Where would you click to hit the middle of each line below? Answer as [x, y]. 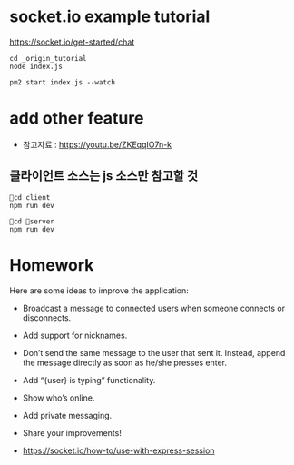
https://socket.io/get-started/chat [72, 42]
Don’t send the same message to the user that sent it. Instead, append [154, 352]
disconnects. [47, 317]
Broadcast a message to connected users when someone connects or [154, 308]
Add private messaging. [67, 415]
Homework [52, 265]
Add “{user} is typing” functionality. [89, 380]
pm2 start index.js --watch [63, 82]
